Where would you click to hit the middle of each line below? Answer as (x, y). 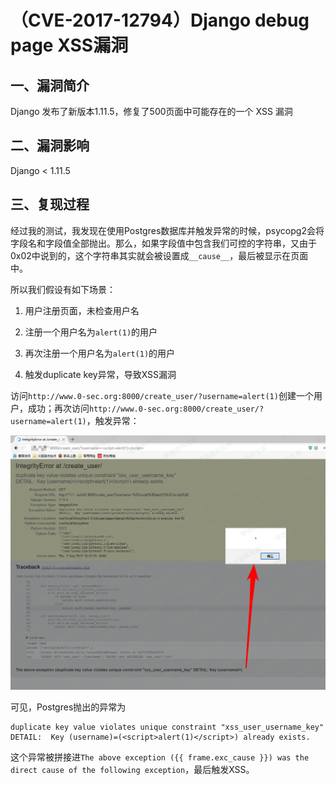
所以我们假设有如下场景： (63, 289)
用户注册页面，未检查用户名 (82, 310)
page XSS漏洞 (69, 45)
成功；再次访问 (58, 408)
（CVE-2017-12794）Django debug (160, 20)
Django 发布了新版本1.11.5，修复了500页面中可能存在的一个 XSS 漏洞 (151, 111)
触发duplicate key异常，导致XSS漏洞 (100, 374)
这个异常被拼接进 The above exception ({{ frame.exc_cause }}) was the (160, 757)
